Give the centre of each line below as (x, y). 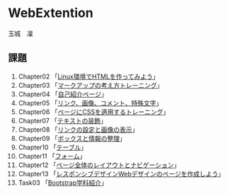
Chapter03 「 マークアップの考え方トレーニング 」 (91, 85)
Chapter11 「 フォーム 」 (52, 156)
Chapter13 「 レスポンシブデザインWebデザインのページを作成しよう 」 (121, 173)
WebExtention (51, 13)
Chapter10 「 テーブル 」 (53, 147)
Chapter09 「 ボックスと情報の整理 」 (72, 138)
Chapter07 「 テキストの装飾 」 (62, 120)
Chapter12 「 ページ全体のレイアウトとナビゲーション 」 (99, 165)
